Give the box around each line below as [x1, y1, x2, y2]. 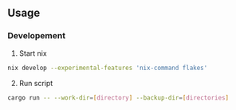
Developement [7, 30, 65, 41]
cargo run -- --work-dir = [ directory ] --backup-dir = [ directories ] [7, 93, 229, 102]
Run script [18, 78, 53, 88]
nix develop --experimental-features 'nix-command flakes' [7, 64, 208, 72]
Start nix [18, 48, 47, 58]
